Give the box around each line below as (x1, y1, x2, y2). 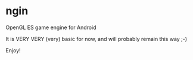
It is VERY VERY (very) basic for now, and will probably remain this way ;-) (5, 35, 188, 42)
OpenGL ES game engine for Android (5, 24, 96, 31)
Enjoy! (5, 46, 21, 54)
